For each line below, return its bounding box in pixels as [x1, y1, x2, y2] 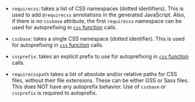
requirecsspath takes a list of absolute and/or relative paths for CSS [11, 71, 177, 77]
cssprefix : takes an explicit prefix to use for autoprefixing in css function [11, 53, 189, 60]
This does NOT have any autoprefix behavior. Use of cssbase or [11, 83, 167, 90]
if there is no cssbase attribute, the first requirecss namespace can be [11, 18, 182, 24]
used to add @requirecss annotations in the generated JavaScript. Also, [11, 11, 186, 18]
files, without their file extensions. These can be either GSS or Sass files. [11, 77, 189, 84]
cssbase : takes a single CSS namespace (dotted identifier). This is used [11, 35, 185, 42]
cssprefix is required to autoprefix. [11, 90, 97, 96]
